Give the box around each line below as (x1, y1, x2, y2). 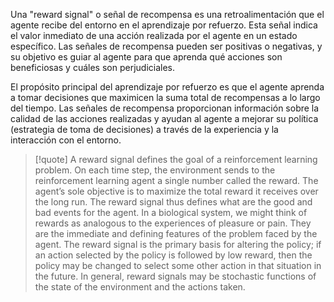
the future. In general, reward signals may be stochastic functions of (34, 270, 317, 282)
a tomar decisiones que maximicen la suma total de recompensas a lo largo (10, 92, 321, 103)
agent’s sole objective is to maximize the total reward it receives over (34, 185, 319, 197)
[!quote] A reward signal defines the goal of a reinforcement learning (34, 154, 318, 165)
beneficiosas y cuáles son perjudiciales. (10, 62, 175, 73)
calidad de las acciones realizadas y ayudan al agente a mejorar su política (10, 113, 319, 124)
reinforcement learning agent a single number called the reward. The (34, 175, 319, 186)
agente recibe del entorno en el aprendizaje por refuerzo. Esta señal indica (10, 19, 318, 31)
